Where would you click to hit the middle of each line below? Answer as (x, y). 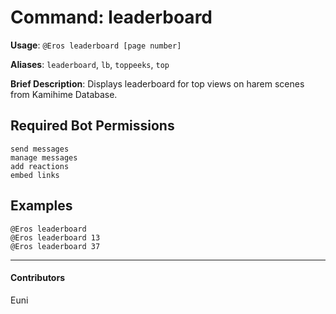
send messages (40, 149)
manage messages (44, 157)
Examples (41, 206)
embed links (35, 175)
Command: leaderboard (111, 17)
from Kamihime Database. (64, 94)
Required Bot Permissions (92, 126)
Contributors (38, 278)
